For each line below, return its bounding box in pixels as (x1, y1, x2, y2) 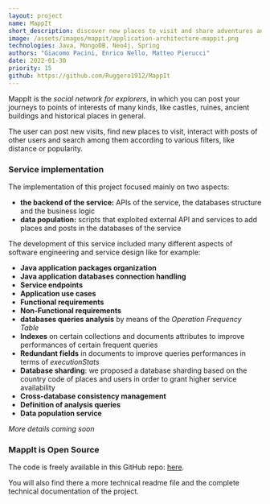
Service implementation (8, 163, 104, 175)
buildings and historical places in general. (8, 110, 146, 121)
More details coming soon (8, 423, 95, 433)
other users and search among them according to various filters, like (8, 134, 235, 145)
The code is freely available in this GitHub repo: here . (8, 462, 185, 472)
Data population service (19, 408, 102, 418)
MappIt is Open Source (8, 444, 100, 455)
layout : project (8, 11, 63, 20)
